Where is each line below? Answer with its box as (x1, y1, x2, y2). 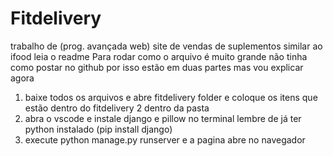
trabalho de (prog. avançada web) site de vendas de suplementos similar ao (10, 40, 323, 52)
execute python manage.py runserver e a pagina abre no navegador (24, 133, 306, 146)
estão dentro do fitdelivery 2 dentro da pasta (24, 102, 210, 114)
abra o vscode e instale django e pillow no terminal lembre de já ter (24, 112, 302, 124)
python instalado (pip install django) (24, 123, 173, 135)
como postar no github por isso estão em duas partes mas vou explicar (10, 61, 304, 73)
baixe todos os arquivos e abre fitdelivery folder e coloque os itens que (24, 91, 318, 103)
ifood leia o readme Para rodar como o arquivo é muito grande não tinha (10, 50, 308, 62)
